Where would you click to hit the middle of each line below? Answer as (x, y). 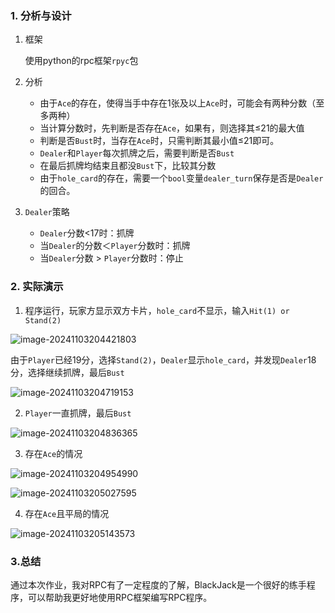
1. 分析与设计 (41, 15)
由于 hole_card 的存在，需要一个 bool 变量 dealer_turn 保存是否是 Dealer (181, 178)
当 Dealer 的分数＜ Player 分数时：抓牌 (115, 246)
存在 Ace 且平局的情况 (67, 513)
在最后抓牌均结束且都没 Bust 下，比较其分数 (128, 166)
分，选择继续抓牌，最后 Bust (67, 372)
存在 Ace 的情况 (53, 453)
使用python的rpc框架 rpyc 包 (81, 61)
